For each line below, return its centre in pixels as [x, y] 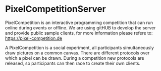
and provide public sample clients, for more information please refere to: [79, 33]
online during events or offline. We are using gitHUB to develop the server [80, 27]
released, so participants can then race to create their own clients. [73, 63]
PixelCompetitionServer [55, 9]
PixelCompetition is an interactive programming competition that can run [79, 23]
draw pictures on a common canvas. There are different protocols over [77, 53]
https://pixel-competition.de [34, 38]
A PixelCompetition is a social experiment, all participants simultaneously [80, 47]
